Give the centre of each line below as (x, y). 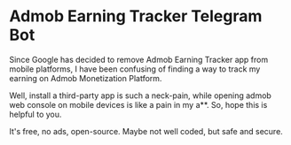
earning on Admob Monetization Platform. (86, 78)
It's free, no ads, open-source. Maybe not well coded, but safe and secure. (146, 131)
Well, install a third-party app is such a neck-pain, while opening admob (141, 95)
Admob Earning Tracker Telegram (136, 16)
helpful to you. (35, 114)
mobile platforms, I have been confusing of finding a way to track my (135, 69)
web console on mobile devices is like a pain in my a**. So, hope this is (138, 104)
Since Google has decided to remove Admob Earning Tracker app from (139, 59)
